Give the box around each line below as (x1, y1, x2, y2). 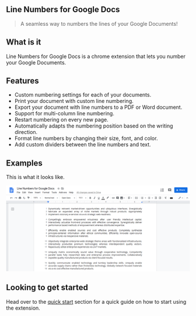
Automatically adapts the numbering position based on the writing (14, 122, 173, 129)
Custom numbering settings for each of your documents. (14, 91, 152, 98)
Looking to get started (6, 283, 89, 293)
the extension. (6, 304, 41, 311)
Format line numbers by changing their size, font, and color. (14, 135, 158, 142)
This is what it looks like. (6, 174, 65, 181)
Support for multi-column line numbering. (14, 110, 115, 117)
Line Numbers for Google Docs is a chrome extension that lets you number (6, 53, 185, 60)
